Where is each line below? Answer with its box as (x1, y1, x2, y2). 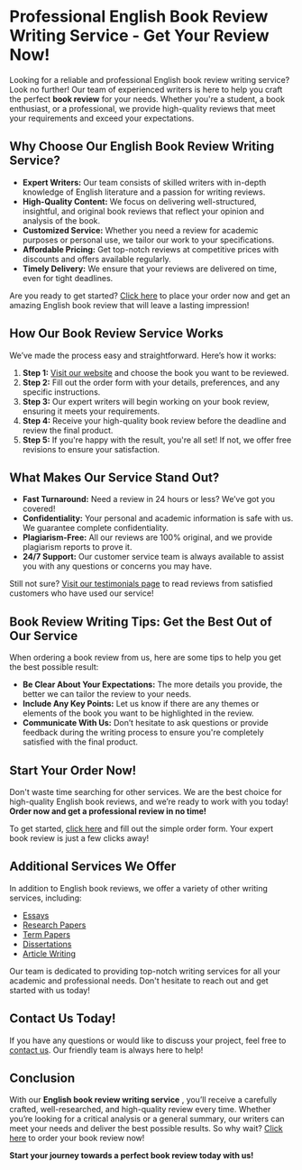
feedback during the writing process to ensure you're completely (22, 727, 264, 738)
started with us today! (9, 984, 90, 995)
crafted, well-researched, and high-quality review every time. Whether (9, 1104, 271, 1115)
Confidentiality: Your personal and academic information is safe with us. (22, 513, 294, 524)
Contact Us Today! (9, 1011, 116, 1027)
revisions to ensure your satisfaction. (22, 443, 160, 454)
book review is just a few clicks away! (9, 833, 150, 844)
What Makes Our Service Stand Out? (9, 470, 220, 485)
